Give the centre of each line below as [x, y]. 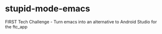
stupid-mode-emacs [48, 9]
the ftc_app [16, 26]
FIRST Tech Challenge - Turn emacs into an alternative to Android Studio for [81, 22]
